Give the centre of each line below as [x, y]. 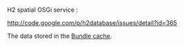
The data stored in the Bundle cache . [60, 36]
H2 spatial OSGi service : [42, 10]
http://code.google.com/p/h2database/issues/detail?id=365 [92, 23]
